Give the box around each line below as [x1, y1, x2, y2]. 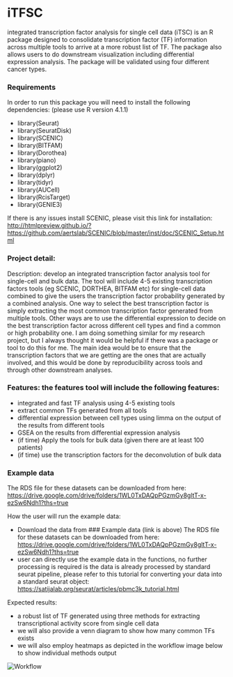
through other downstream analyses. [7, 366, 113, 374]
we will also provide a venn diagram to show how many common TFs [17, 627, 216, 635]
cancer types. [7, 65, 47, 73]
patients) [17, 443, 43, 451]
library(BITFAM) [17, 141, 63, 150]
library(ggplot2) [17, 164, 63, 172]
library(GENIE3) [17, 201, 63, 209]
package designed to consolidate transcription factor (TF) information [7, 35, 207, 43]
